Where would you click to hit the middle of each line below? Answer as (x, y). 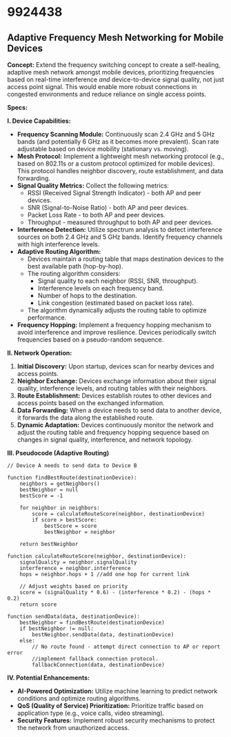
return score (38, 605)
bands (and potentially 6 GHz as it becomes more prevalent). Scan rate (118, 141)
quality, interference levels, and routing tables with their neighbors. (112, 388)
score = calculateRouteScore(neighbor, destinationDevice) (119, 514)
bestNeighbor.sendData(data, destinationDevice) (103, 635)
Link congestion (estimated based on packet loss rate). (116, 303)
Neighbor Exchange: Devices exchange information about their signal (117, 381)
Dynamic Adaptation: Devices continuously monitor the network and (115, 425)
